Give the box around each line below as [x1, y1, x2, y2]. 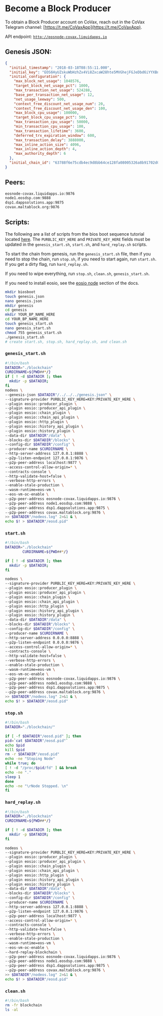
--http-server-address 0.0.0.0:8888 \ [5, 635, 83, 640]
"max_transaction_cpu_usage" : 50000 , [14, 120, 90, 125]
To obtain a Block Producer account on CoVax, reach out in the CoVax [5, 19, 145, 25]
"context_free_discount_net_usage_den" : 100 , [14, 106, 108, 111]
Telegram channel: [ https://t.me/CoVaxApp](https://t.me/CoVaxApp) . [5, 24, 142, 30]
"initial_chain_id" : [9, 160, 51, 165]
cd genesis [5, 308, 27, 313]
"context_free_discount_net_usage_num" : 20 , [14, 101, 105, 106]
